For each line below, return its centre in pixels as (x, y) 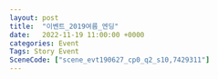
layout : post (34, 18)
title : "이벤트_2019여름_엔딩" (64, 26)
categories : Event (44, 43)
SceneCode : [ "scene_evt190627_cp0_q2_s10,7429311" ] (109, 60)
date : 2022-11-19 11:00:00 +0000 (77, 35)
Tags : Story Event (44, 52)
